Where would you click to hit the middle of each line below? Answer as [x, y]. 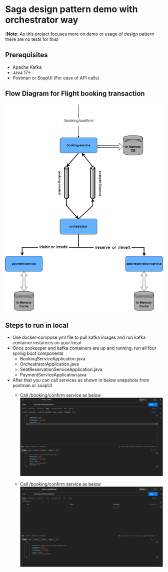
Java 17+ [21, 72]
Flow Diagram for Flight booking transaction [75, 94]
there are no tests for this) [32, 39]
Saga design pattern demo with [71, 9]
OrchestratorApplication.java [49, 364]
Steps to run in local [37, 325]
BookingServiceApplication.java [53, 359]
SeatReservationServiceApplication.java [61, 369]
